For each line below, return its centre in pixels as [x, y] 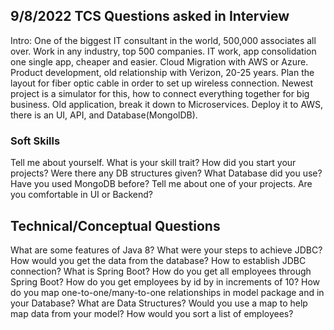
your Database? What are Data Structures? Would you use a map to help [159, 303]
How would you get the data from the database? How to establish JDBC [158, 260]
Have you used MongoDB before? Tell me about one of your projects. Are [161, 184]
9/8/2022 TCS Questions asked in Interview [150, 16]
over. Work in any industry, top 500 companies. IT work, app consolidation [163, 51]
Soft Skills [35, 141]
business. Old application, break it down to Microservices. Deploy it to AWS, [167, 104]
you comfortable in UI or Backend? [81, 195]
